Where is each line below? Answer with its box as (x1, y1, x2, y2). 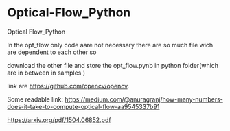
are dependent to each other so (7, 48, 97, 56)
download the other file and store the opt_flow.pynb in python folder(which (7, 61, 218, 69)
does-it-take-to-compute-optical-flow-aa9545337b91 (7, 102, 160, 110)
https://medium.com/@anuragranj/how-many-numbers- (65, 95, 223, 104)
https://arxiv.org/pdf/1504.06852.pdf (7, 115, 111, 124)
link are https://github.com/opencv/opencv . (7, 82, 130, 90)
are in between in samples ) (7, 69, 86, 77)
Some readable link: (7, 95, 64, 104)
